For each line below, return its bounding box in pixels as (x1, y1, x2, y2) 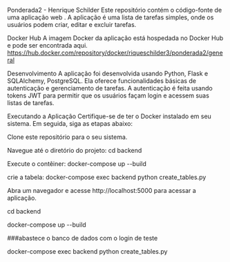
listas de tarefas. (7, 99, 55, 106)
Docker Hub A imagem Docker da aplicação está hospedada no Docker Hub (7, 34, 224, 42)
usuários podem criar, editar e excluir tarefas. (7, 21, 137, 28)
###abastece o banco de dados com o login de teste (7, 234, 158, 242)
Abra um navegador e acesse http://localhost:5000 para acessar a (7, 187, 197, 194)
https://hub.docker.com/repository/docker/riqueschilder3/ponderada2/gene (7, 48, 223, 57)
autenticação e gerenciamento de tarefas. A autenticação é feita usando (7, 84, 213, 92)
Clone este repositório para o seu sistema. (7, 133, 128, 141)
